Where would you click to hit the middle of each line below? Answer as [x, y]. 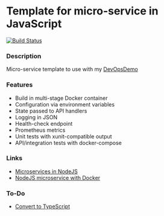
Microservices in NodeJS [46, 171]
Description [24, 56]
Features [20, 85]
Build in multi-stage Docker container [61, 98]
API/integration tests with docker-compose [68, 143]
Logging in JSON [36, 117]
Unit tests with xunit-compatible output [64, 136]
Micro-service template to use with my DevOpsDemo [72, 69]
